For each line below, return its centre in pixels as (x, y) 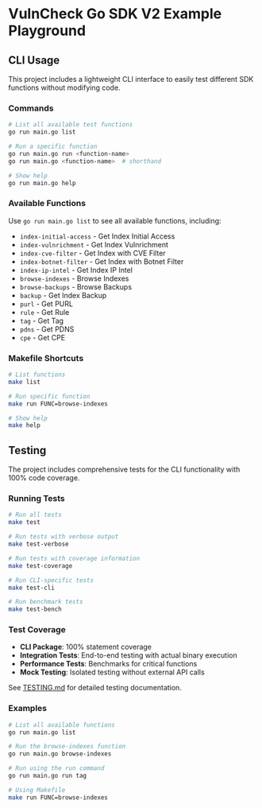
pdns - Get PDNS (47, 329)
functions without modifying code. (64, 87)
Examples (28, 709)
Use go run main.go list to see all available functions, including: (115, 220)
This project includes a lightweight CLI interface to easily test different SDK (131, 79)
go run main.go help (42, 183)
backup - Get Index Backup (63, 295)
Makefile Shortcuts (46, 358)
